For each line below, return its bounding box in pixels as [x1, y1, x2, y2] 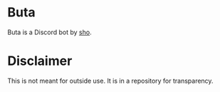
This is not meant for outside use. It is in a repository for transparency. [7, 76, 214, 85]
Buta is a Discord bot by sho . [7, 28, 92, 36]
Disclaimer [7, 53, 73, 69]
